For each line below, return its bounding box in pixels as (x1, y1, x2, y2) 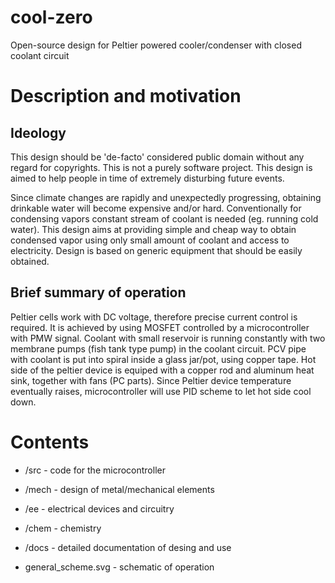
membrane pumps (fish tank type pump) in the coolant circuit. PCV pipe (10, 342, 307, 355)
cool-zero (10, 6, 93, 29)
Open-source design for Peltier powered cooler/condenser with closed (10, 39, 302, 51)
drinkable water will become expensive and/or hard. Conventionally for (10, 202, 302, 214)
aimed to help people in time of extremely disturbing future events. (10, 172, 285, 184)
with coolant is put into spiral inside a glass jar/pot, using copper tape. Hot (10, 353, 317, 365)
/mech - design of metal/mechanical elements (24, 483, 215, 495)
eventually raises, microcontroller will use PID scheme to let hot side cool (10, 385, 312, 397)
